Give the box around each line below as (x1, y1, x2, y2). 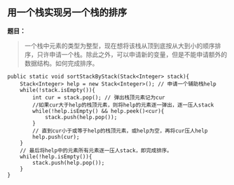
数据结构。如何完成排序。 (24, 59, 99, 67)
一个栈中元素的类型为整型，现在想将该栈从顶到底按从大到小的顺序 (24, 41, 215, 50)
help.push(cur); (32, 133, 80, 140)
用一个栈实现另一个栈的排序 (7, 6, 128, 19)
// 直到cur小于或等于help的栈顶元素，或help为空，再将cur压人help (32, 127, 208, 135)
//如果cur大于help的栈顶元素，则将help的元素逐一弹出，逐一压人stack (32, 101, 214, 109)
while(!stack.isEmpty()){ (20, 86, 96, 93)
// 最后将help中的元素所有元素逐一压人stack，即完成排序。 (20, 146, 173, 154)
